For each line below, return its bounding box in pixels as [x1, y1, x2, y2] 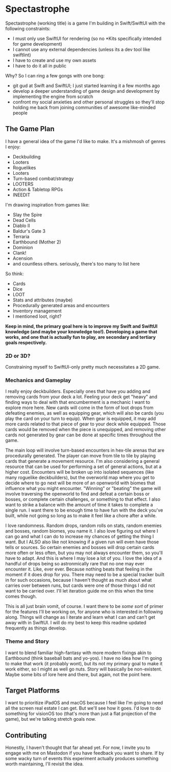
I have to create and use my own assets [12, 57, 96, 63]
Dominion [12, 244, 33, 250]
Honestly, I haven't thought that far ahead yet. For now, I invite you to [5, 744, 151, 751]
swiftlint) [12, 52, 32, 58]
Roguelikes [12, 165, 36, 171]
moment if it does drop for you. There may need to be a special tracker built [5, 572, 165, 578]
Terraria [12, 233, 30, 239]
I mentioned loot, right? [12, 313, 62, 319]
